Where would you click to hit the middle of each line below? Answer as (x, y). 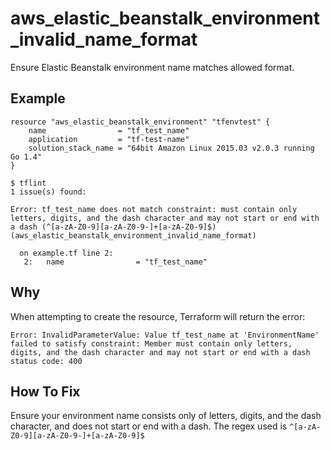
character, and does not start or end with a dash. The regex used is (149, 426)
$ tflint (28, 183)
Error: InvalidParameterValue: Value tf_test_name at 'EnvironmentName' (165, 335)
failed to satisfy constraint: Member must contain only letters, (151, 343)
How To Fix (45, 391)
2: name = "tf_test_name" (115, 262)
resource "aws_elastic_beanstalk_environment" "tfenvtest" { (140, 122)
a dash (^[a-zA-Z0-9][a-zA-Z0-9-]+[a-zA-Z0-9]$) (113, 227)
